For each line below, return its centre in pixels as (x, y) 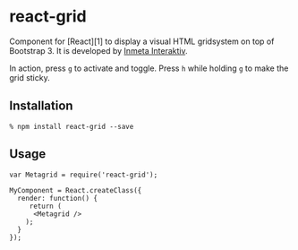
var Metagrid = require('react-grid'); (84, 175)
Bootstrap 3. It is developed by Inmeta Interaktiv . (98, 50)
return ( (46, 206)
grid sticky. (30, 77)
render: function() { (58, 198)
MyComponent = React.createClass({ (76, 190)
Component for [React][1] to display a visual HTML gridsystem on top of (142, 41)
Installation (41, 106)
